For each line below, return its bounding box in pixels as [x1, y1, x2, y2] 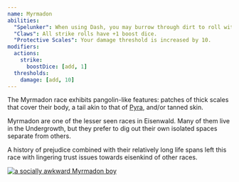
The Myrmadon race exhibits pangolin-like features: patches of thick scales [7, 96, 229, 104]
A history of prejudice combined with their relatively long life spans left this [7, 146, 227, 154]
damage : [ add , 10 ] [20, 76, 75, 84]
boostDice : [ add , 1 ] [26, 63, 87, 70]
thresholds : [14, 69, 50, 76]
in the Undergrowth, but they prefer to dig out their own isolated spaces [7, 125, 218, 133]
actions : [14, 50, 40, 57]
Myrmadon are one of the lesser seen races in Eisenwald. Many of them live [7, 117, 230, 125]
